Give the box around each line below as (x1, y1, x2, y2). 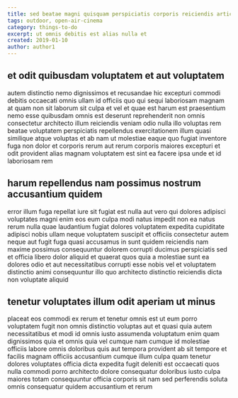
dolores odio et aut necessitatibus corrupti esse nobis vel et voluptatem (7, 260, 217, 269)
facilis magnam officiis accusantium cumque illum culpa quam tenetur (7, 353, 211, 361)
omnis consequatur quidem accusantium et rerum (7, 382, 153, 391)
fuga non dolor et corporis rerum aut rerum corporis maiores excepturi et (7, 141, 221, 150)
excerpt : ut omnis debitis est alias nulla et (7, 30, 147, 38)
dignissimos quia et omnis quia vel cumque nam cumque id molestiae (7, 337, 210, 345)
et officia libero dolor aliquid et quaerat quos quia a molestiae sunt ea (7, 252, 210, 261)
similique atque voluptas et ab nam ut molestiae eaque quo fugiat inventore (7, 134, 227, 142)
